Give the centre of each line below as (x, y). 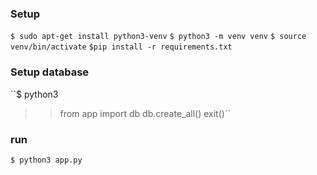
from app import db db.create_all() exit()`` (145, 113)
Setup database (50, 72)
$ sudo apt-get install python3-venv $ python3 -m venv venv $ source (158, 37)
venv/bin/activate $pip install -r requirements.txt (121, 47)
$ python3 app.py (46, 160)
